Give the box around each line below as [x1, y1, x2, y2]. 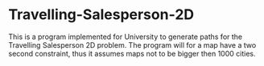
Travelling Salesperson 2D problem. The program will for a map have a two [8, 40, 257, 49]
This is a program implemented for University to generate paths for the [8, 32, 243, 41]
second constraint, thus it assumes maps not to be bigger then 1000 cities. [8, 49, 256, 58]
